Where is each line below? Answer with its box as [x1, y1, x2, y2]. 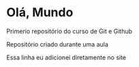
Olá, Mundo [6, 5, 74, 20]
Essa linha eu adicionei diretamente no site [6, 53, 127, 62]
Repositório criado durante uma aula [6, 40, 108, 48]
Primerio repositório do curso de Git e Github [6, 27, 133, 35]
